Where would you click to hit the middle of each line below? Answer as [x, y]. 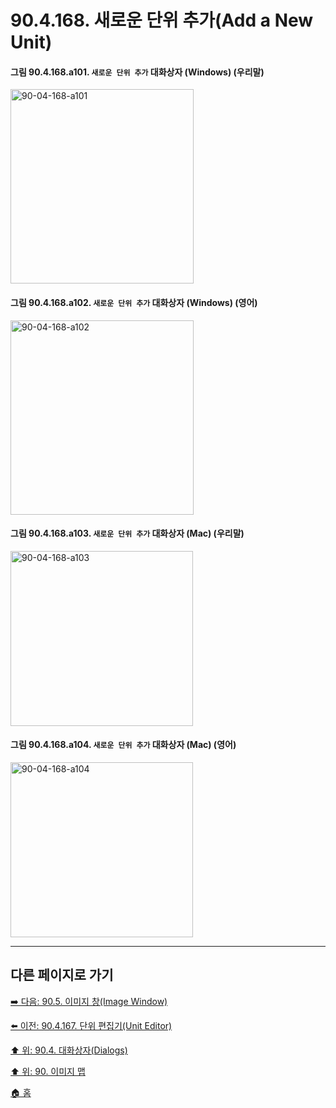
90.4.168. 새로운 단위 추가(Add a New [162, 20]
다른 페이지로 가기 [62, 975]
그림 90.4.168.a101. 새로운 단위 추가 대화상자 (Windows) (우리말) [137, 72]
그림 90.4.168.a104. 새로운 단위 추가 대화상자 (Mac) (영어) [123, 745]
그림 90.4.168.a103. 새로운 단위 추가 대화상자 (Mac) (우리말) [127, 533]
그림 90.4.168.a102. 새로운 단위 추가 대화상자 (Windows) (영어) [134, 302]
